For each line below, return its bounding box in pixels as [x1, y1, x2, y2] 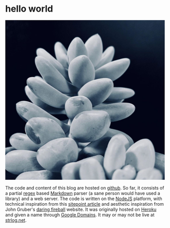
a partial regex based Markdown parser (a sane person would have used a [5, 190, 160, 196]
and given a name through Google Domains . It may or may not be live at [5, 211, 155, 218]
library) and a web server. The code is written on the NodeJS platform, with [5, 196, 163, 202]
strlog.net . [5, 217, 27, 223]
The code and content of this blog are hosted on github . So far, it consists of [5, 184, 164, 191]
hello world [5, 3, 53, 15]
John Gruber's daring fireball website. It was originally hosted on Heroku [5, 206, 157, 212]
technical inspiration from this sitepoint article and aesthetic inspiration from [5, 201, 164, 207]
